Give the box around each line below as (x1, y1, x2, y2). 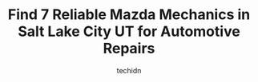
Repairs (103, 40, 155, 57)
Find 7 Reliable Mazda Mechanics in (7, 6, 251, 24)
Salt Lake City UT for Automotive (18, 22, 240, 41)
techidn (116, 65, 142, 75)
